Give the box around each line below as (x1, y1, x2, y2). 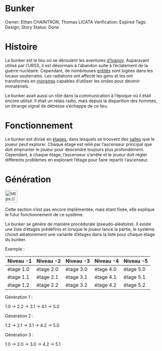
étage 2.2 (36, 281, 59, 288)
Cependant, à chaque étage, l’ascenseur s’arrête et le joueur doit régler (5, 151, 147, 157)
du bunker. (5, 237, 27, 242)
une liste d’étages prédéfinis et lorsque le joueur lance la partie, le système (5, 226, 155, 232)
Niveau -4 (94, 258, 119, 264)
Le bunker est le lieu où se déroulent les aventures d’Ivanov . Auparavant (5, 57, 149, 63)
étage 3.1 (65, 274, 88, 280)
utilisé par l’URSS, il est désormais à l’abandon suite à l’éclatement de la (5, 62, 148, 68)
